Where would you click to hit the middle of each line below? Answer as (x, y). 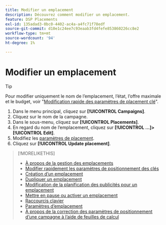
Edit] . (49, 132)
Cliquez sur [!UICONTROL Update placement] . (62, 143)
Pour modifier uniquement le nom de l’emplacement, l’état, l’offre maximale (83, 96)
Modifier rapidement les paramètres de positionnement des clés (92, 168)
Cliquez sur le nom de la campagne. (50, 116)
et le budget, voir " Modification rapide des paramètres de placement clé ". (82, 101)
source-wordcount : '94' (30, 38)
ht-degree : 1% (20, 43)
